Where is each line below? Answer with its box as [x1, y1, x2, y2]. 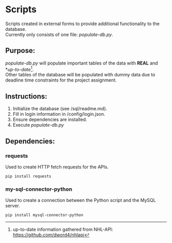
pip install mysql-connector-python [5, 213, 83, 218]
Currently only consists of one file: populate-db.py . [5, 31, 114, 37]
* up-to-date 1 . [5, 65, 34, 72]
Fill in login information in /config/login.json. [12, 111, 105, 117]
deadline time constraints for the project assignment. [5, 77, 117, 83]
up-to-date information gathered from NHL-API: [12, 227, 114, 233]
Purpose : [5, 46, 35, 55]
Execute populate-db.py [12, 122, 64, 128]
